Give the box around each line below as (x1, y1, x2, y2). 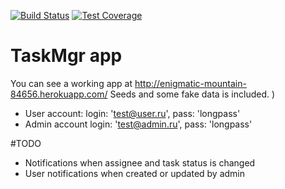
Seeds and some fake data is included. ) (109, 88, 276, 100)
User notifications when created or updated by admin (24, 167, 246, 179)
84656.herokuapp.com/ (10, 88, 108, 100)
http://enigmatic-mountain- (134, 77, 247, 89)
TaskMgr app (10, 45, 123, 67)
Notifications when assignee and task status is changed (24, 156, 256, 169)
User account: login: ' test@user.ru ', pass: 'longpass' (24, 107, 241, 119)
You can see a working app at (10, 77, 133, 89)
